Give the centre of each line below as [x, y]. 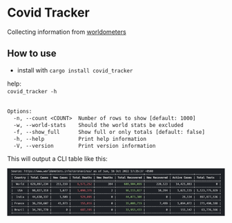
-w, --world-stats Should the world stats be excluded [99, 125]
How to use [32, 54]
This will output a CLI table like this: [58, 158]
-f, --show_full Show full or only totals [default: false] [109, 132]
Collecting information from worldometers [67, 32]
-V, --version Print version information [85, 146]
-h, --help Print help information [80, 139]
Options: [20, 111]
